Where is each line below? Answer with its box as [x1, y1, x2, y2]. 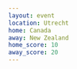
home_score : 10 [8, 41, 59, 49]
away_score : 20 [8, 48, 59, 56]
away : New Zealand [8, 33, 69, 42]
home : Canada [8, 26, 52, 34]
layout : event [8, 11, 56, 20]
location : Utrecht [8, 19, 69, 27]
